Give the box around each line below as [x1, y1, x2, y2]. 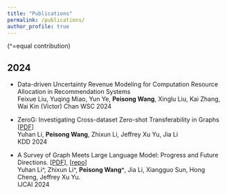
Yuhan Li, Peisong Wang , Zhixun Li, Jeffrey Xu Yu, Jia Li [17, 130, 179, 139]
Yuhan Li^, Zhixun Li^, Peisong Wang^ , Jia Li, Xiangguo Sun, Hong [17, 166, 206, 174]
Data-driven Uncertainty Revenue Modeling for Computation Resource [17, 80, 219, 88]
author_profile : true [7, 23, 70, 30]
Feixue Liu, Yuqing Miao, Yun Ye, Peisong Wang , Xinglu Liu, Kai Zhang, [17, 95, 221, 104]
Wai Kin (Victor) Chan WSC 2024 [17, 102, 112, 110]
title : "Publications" [7, 10, 73, 17]
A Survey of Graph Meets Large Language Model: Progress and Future [17, 151, 219, 159]
